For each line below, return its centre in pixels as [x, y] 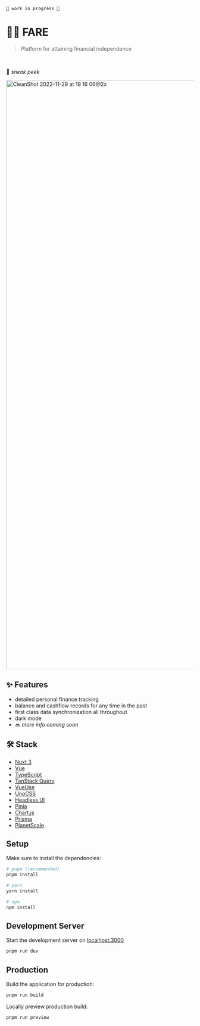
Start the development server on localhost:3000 [65, 940]
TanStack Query [35, 781]
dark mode [28, 718]
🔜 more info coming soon [46, 724]
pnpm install [22, 875]
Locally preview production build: [47, 1006]
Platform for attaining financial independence [76, 48]
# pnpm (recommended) [33, 869]
